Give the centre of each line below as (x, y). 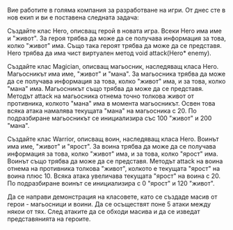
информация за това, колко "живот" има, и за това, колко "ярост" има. (113, 154)
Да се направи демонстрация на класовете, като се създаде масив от (112, 197)
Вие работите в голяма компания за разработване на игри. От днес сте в (116, 10)
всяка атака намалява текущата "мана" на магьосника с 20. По (102, 111)
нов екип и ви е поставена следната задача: (73, 17)
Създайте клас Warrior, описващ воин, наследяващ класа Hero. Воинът (113, 139)
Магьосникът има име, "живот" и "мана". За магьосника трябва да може (116, 74)
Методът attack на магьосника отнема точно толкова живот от (101, 96)
